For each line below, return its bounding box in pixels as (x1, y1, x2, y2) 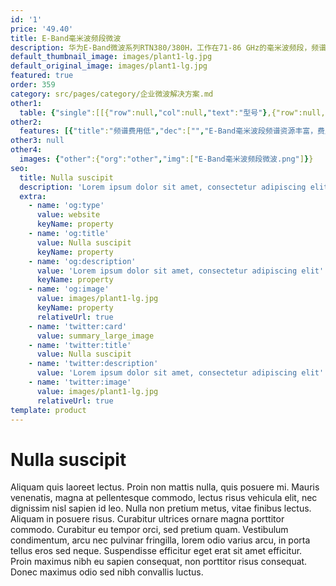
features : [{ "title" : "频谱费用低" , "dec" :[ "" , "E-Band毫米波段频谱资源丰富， (19, 126, 318, 136)
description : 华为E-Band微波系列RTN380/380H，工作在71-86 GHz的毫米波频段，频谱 (10, 42, 327, 53)
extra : (19, 191, 47, 201)
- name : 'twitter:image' (28, 377, 132, 387)
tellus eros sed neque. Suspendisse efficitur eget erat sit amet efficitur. (10, 545, 303, 557)
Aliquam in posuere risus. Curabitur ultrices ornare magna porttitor (10, 513, 285, 525)
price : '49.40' (10, 24, 74, 34)
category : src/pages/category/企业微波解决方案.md (10, 89, 214, 99)
